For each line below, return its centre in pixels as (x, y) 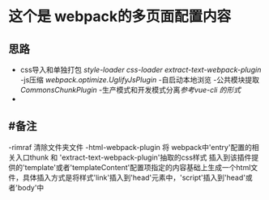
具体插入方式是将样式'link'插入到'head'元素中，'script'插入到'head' (134, 177)
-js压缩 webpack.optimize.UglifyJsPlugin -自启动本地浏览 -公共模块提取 (139, 80)
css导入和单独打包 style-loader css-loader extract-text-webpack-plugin (141, 70)
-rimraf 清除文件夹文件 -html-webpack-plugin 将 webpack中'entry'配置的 (130, 147)
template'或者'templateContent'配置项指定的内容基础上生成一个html (138, 167)
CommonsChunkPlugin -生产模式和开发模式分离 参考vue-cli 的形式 (130, 90)
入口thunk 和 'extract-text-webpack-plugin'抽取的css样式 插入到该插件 (133, 157)
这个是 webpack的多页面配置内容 (120, 17)
